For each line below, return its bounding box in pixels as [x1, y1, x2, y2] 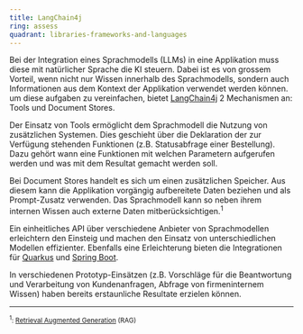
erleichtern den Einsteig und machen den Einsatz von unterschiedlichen [9, 233, 277, 244]
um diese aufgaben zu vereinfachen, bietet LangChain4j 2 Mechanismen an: [9, 93, 293, 104]
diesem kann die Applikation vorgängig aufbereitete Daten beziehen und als [9, 185, 291, 196]
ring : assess [9, 22, 59, 31]
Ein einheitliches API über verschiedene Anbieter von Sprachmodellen [9, 223, 270, 234]
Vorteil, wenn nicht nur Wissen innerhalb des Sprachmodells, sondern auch [9, 74, 289, 85]
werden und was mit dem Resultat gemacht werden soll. [9, 158, 218, 169]
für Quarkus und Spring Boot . [9, 252, 119, 263]
